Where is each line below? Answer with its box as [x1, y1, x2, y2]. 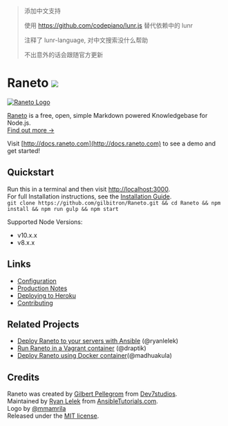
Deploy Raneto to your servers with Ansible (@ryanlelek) [17, 337, 178, 345]
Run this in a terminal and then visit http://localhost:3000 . [7, 185, 171, 193]
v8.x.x [17, 238, 35, 247]
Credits [7, 372, 40, 383]
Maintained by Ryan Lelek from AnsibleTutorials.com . [7, 397, 159, 405]
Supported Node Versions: [7, 217, 83, 226]
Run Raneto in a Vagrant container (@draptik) [17, 344, 146, 352]
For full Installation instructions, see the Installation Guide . [7, 192, 172, 201]
